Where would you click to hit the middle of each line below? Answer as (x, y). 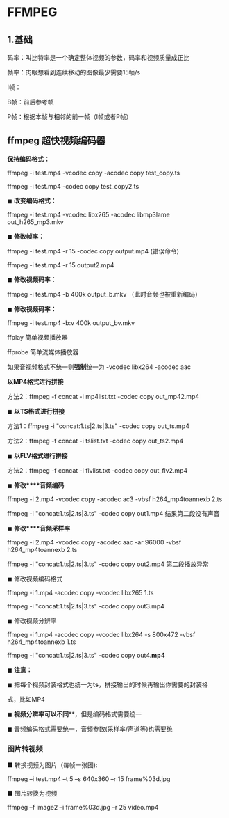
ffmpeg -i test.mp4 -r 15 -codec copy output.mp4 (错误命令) (93, 251)
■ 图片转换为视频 (32, 794)
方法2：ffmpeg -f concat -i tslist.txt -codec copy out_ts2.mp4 (95, 441)
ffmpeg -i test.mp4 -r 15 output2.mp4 (61, 265)
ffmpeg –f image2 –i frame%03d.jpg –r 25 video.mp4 (83, 808)
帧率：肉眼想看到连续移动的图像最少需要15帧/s (74, 72)
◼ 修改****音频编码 (36, 485)
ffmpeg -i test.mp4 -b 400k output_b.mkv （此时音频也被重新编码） (104, 294)
